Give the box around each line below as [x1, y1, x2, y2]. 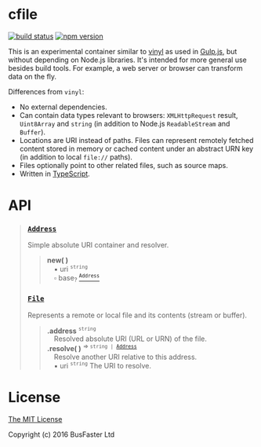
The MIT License [8, 414, 63, 423]
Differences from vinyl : [8, 86, 85, 96]
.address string [46, 325, 96, 335]
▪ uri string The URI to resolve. [53, 361, 151, 370]
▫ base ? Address [53, 273, 100, 284]
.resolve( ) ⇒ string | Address [46, 343, 137, 354]
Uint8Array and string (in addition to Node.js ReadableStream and [19, 119, 230, 128]
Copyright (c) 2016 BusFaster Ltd [8, 430, 115, 439]
